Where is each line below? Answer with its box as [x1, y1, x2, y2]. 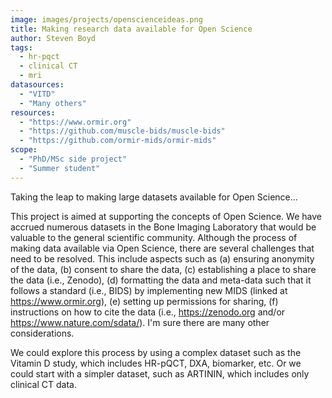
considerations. [10, 327, 75, 339]
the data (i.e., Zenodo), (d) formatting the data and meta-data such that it [10, 274, 312, 286]
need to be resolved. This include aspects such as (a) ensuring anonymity [10, 252, 315, 265]
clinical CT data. [10, 378, 77, 390]
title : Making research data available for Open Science [10, 24, 253, 34]
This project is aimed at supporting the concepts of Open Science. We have [10, 210, 322, 222]
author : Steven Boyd [10, 33, 97, 43]
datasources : [10, 80, 65, 90]
